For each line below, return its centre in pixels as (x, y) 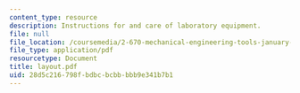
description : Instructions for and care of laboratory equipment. (135, 26)
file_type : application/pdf (62, 50)
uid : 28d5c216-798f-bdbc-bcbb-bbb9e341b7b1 (92, 75)
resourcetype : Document (54, 58)
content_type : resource (54, 17)
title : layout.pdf (43, 67)
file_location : (37, 42)
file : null (29, 34)
